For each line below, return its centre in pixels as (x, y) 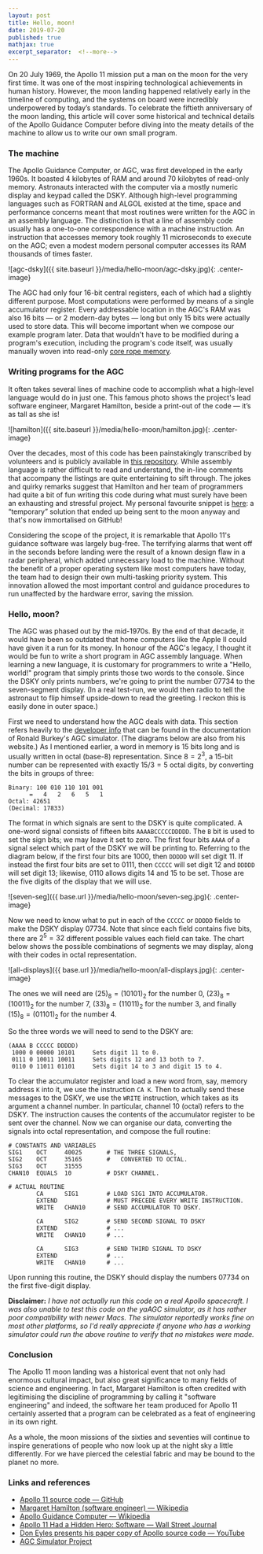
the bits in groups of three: (51, 773)
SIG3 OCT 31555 (45, 1166)
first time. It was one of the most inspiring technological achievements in (126, 83)
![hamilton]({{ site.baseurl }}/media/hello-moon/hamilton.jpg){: (109, 429)
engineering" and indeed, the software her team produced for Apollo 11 (123, 1405)
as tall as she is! (34, 414)
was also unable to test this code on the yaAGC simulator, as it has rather (128, 1309)
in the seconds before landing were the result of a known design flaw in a (127, 552)
